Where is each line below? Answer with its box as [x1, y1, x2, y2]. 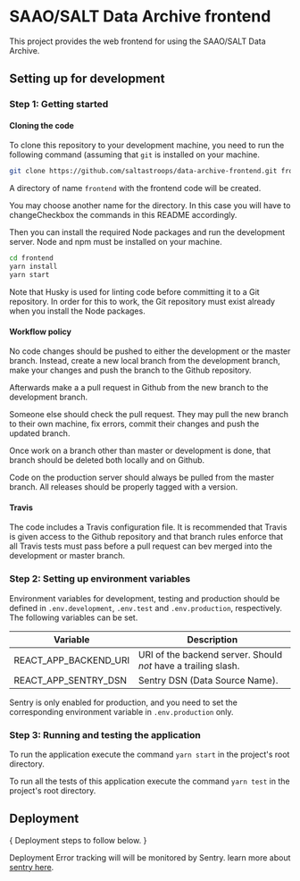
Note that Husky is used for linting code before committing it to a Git [9, 286, 261, 297]
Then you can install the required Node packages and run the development [9, 227, 286, 238]
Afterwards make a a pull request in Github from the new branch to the [9, 382, 269, 393]
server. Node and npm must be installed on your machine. [9, 237, 222, 248]
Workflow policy [9, 326, 71, 337]
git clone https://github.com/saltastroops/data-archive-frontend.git [9, 167, 278, 176]
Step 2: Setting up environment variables [9, 573, 191, 585]
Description [187, 633, 238, 645]
